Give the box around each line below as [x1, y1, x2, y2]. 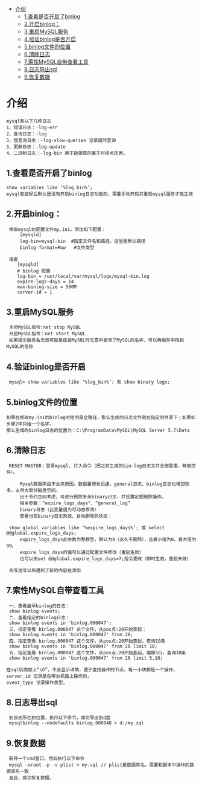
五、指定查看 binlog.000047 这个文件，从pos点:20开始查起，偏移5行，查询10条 [8, 649, 186, 656]
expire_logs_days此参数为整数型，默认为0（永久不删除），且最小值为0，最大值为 [19, 536, 197, 543]
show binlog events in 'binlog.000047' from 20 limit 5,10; [8, 655, 163, 661]
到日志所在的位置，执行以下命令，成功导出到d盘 [8, 715, 110, 721]
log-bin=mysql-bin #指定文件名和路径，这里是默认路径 [19, 238, 146, 244]
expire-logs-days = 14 [17, 279, 74, 285]
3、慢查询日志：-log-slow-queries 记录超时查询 [6, 137, 116, 143]
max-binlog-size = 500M [17, 283, 77, 290]
